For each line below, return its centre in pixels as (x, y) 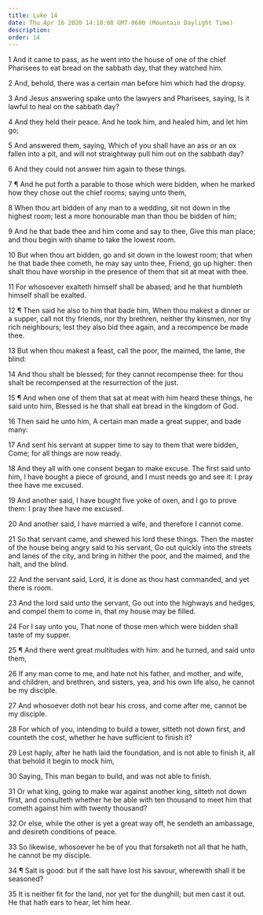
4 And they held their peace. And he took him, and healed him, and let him (128, 122)
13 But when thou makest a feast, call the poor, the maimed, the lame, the (127, 351)
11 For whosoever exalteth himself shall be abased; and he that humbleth (126, 287)
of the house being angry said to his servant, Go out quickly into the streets (130, 547)
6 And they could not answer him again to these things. (97, 169)
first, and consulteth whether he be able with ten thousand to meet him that (130, 800)
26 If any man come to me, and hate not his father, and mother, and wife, (126, 674)
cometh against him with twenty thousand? (78, 808)
